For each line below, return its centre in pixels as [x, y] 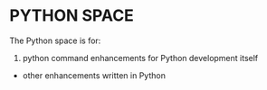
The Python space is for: [55, 40]
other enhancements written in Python [94, 75]
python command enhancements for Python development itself [140, 58]
